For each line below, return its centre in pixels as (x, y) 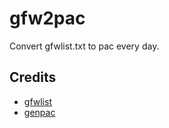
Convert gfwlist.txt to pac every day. (84, 46)
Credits (33, 77)
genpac (39, 112)
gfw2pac (47, 18)
